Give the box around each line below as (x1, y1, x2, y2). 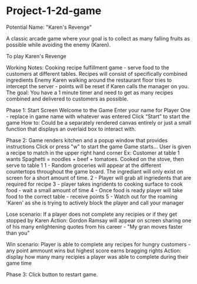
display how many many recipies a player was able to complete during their (6, 253, 189, 260)
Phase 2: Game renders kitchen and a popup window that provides (6, 136, 168, 143)
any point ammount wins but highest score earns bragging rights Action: (6, 247, 182, 254)
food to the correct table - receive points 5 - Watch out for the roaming (6, 193, 178, 200)
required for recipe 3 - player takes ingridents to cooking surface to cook (6, 181, 183, 188)
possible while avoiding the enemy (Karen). (6, 41, 111, 48)
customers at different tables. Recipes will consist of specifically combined (6, 70, 188, 77)
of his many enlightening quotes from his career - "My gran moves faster (6, 223, 183, 230)
